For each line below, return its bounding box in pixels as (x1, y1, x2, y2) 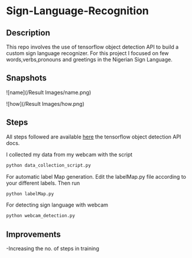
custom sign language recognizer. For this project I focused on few (6, 50, 170, 57)
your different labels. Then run (6, 179, 80, 186)
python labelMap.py (6, 191, 54, 196)
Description (6, 28, 50, 38)
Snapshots (6, 73, 47, 83)
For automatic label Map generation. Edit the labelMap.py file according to (6, 173, 186, 180)
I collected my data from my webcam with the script (6, 151, 133, 158)
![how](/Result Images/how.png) (6, 100, 84, 107)
